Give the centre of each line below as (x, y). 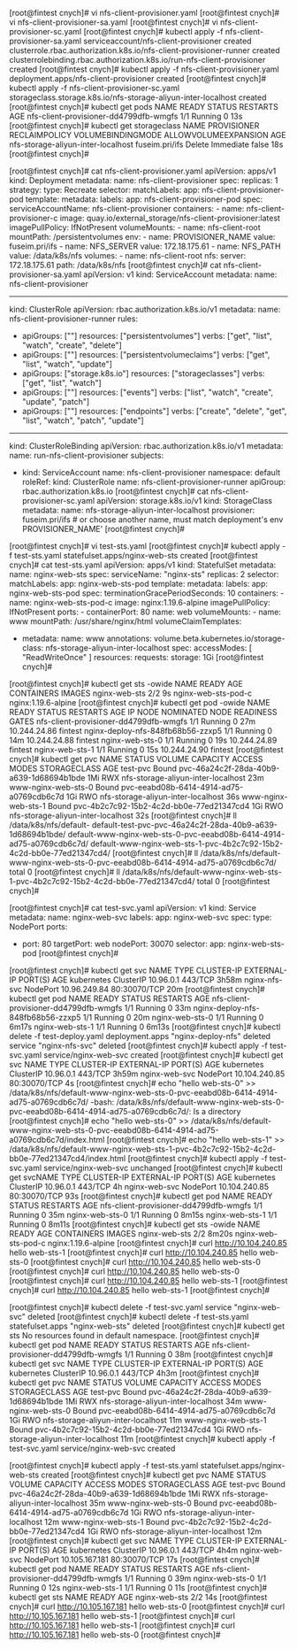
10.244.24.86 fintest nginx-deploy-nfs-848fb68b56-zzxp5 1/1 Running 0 (141, 731)
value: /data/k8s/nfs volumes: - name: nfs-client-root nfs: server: (127, 255)
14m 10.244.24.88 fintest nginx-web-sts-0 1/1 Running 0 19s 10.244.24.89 (143, 740)
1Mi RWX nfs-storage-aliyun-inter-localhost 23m (175, 778)
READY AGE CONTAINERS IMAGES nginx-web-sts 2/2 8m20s (121, 1233)
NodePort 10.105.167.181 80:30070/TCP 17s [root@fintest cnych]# (142, 1560)
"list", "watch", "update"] (67, 364)
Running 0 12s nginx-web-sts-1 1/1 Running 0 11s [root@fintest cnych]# (138, 1587)
